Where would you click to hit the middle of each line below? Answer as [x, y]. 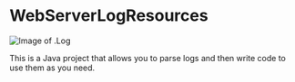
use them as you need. [52, 68]
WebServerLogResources [109, 16]
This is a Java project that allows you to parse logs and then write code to [148, 58]
